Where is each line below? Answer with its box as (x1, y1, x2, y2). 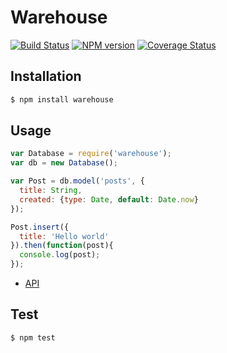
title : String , (19, 186, 83, 196)
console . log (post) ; (19, 250, 101, 260)
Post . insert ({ (10, 222, 70, 232)
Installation (10, 68, 82, 85)
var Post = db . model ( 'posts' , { (10, 176, 145, 186)
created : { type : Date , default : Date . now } (19, 194, 199, 205)
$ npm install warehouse (10, 94, 114, 105)
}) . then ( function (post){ (10, 241, 114, 251)
